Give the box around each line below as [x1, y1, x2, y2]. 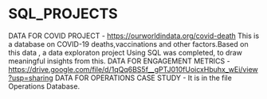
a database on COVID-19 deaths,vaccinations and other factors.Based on [8, 39, 249, 48]
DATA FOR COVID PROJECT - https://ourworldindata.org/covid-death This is [8, 31, 260, 40]
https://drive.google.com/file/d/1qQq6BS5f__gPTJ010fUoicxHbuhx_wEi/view [8, 64, 258, 74]
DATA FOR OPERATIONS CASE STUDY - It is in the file [54, 73, 233, 82]
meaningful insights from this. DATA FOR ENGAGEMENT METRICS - [8, 56, 230, 66]
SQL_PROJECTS [8, 5, 118, 23]
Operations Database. [8, 81, 80, 91]
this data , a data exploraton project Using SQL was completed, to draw [8, 48, 243, 57]
